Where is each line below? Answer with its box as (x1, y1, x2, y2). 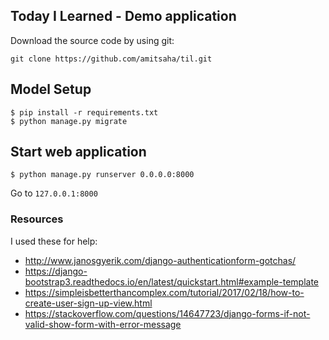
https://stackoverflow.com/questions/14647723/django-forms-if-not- (24, 307, 311, 319)
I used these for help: (10, 235, 98, 247)
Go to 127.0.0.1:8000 (10, 187, 98, 199)
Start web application (10, 144, 147, 161)
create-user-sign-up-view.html (24, 297, 153, 309)
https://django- (24, 265, 88, 277)
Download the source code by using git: (10, 34, 175, 46)
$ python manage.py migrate (10, 116, 128, 126)
